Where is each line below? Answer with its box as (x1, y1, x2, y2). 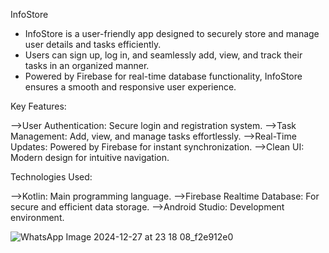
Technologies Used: (10, 171, 93, 183)
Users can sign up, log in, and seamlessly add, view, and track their (24, 49, 303, 61)
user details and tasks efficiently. (24, 39, 162, 50)
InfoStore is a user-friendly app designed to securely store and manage (24, 28, 320, 39)
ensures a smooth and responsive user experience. (24, 81, 237, 93)
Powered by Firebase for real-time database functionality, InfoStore (24, 70, 303, 82)
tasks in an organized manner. (24, 60, 150, 71)
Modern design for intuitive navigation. (10, 152, 170, 163)
